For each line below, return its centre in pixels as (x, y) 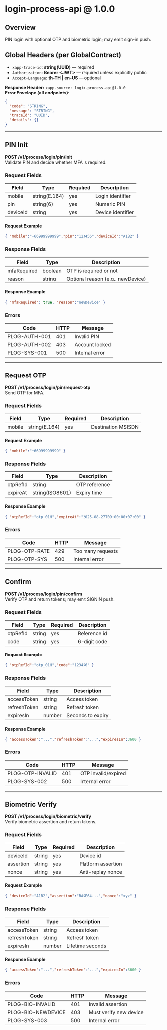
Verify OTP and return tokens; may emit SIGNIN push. (60, 599)
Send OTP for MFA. (25, 393)
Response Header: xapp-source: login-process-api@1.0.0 (65, 87)
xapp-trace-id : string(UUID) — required (53, 67)
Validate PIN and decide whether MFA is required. (56, 162)
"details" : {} (24, 120)
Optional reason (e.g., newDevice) (106, 279)
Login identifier (113, 196)
